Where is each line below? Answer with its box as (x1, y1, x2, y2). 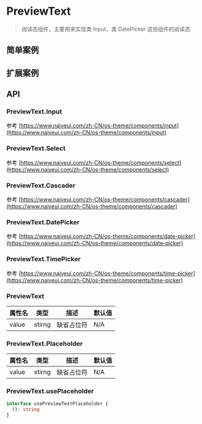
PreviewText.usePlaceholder (6, 387, 94, 396)
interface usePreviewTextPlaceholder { (6, 401, 109, 407)
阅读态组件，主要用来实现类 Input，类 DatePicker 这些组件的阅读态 (21, 25, 190, 32)
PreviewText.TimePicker (6, 255, 81, 263)
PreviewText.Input (6, 107, 63, 116)
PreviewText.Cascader (6, 181, 76, 189)
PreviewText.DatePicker (6, 218, 80, 226)
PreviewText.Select (6, 144, 66, 153)
